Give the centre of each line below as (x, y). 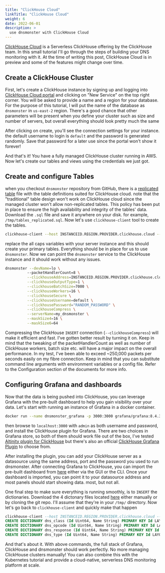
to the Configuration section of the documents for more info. (66, 369)
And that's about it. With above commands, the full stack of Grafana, (74, 544)
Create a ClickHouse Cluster (49, 78)
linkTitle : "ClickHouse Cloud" (37, 14)
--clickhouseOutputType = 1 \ (55, 282)
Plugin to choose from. (28, 446)
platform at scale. (23, 565)
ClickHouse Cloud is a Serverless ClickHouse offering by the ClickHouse (79, 47)
